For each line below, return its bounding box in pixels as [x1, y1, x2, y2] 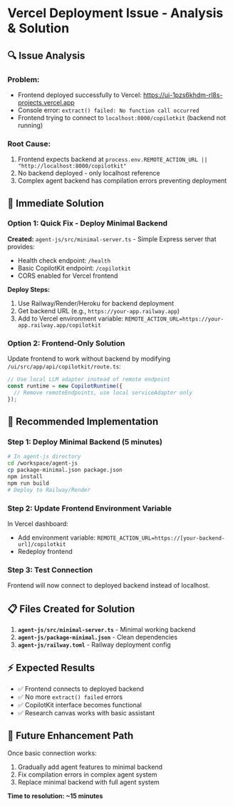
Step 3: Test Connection [7, 565, 93, 575]
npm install [7, 473, 43, 480]
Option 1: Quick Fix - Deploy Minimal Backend [7, 218, 168, 228]
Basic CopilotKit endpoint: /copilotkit [17, 263, 131, 272]
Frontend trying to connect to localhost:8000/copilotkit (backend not [17, 113, 227, 122]
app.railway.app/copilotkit [17, 321, 101, 329]
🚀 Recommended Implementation [7, 415, 159, 428]
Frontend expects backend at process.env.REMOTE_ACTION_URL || [17, 155, 208, 163]
